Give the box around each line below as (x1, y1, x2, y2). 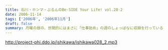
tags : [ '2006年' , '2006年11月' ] (5, 16, 71, 21)
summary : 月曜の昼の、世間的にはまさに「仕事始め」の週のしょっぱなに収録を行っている (5, 26, 163, 31)
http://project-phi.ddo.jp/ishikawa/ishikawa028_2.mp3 (5, 39, 118, 45)
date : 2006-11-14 (5, 12, 42, 17)
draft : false (5, 21, 33, 26)
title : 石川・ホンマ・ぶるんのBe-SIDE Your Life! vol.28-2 (5, 7, 123, 12)
